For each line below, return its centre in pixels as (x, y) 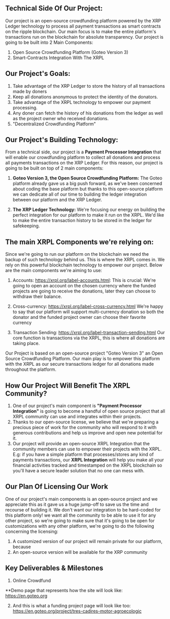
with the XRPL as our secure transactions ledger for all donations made (80, 364)
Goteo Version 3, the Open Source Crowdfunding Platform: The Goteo (87, 178)
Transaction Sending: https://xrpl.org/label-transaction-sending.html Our (89, 333)
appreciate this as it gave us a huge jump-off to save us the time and (77, 504)
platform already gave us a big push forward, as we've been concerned (87, 183)
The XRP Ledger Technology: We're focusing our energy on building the (89, 210)
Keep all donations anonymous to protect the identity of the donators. (85, 97)
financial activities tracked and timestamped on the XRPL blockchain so (87, 465)
